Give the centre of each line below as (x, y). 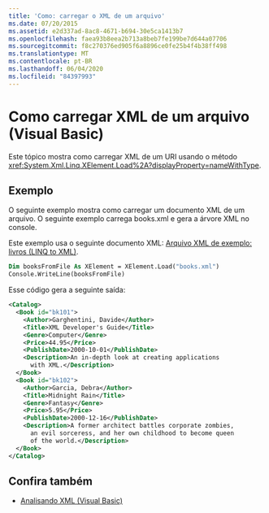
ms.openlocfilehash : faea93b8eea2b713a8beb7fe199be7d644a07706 (118, 39)
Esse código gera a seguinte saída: (67, 290)
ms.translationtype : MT (49, 54)
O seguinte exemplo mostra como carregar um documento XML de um (127, 210)
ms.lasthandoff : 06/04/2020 (56, 69)
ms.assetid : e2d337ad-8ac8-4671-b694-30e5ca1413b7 (96, 31)
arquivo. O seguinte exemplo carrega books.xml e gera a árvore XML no (129, 219)
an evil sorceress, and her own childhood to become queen (132, 433)
